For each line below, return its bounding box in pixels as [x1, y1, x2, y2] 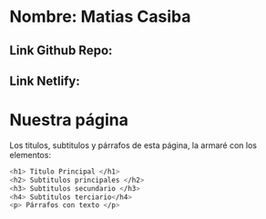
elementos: [9, 149, 52, 160]
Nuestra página [9, 110, 129, 131]
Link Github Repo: [9, 43, 113, 58]
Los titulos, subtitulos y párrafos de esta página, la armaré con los [9, 139, 258, 151]
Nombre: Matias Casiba [9, 6, 191, 27]
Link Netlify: [9, 73, 80, 88]
